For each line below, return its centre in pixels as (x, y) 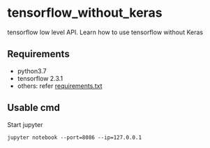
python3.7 (32, 71)
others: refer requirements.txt (60, 86)
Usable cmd (34, 108)
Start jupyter (25, 124)
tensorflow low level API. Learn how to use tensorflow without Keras (105, 32)
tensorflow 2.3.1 (40, 78)
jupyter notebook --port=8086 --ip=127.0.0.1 (74, 138)
